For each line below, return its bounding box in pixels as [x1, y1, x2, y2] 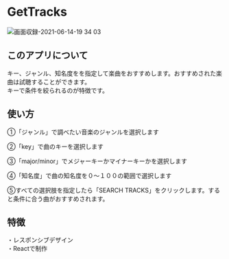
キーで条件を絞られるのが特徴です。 [7, 86, 108, 95]
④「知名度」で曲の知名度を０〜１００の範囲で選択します [7, 171, 172, 180]
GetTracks [7, 4, 67, 20]
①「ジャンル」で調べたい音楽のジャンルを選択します [7, 127, 160, 136]
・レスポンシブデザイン [7, 236, 73, 244]
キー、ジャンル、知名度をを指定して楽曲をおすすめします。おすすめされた [7, 69, 217, 77]
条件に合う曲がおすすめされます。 [12, 195, 109, 203]
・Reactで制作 [7, 245, 48, 253]
